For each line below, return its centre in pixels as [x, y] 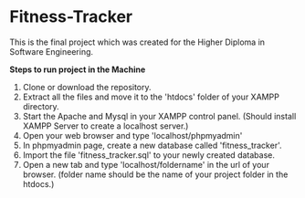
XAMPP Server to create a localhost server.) [105, 126]
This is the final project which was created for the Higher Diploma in [137, 42]
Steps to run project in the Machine [78, 69]
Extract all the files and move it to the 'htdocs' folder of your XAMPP [151, 97]
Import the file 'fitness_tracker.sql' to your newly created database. [149, 155]
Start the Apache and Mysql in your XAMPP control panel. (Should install [159, 116]
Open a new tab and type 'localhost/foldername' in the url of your [146, 164]
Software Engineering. [52, 51]
